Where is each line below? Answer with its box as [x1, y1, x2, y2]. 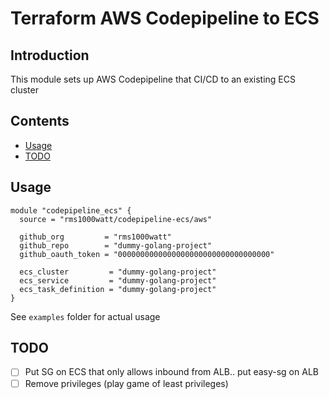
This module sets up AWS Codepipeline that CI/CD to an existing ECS [10, 73, 296, 85]
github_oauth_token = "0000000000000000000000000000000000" [19, 249, 275, 259]
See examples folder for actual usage [10, 310, 161, 322]
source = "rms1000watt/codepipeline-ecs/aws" [19, 214, 213, 224]
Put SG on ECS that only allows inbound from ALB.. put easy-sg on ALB [24, 366, 319, 378]
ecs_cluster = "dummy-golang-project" [19, 267, 217, 277]
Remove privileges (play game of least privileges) [24, 377, 229, 389]
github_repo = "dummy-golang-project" [19, 240, 213, 251]
